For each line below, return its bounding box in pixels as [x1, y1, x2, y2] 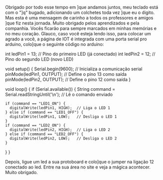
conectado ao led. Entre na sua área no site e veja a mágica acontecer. [5, 164, 151, 170]
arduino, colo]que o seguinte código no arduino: [5, 41, 104, 47]
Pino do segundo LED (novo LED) [5, 56, 74, 62]
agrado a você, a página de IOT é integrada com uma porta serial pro [5, 36, 147, 42]
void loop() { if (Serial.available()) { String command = [5, 86, 116, 92]
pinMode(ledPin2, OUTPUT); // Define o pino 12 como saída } [5, 77, 131, 82]
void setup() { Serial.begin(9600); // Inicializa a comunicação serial [5, 66, 143, 72]
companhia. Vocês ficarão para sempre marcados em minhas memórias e [5, 25, 157, 31]
